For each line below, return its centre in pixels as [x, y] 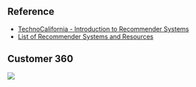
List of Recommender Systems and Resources [86, 36]
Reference [31, 12]
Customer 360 [40, 59]
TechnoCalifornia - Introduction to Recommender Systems [103, 29]
